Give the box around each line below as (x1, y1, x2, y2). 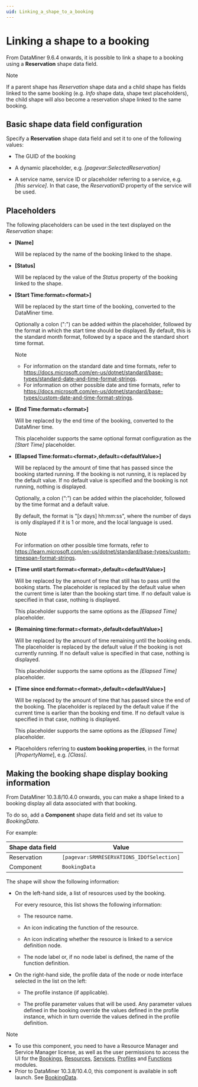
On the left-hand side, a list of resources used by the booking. (14, 889, 166, 897)
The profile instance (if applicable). (23, 989, 109, 996)
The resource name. (23, 913, 73, 920)
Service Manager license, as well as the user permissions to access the (14, 1048, 189, 1056)
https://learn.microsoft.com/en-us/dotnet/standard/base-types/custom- (14, 548, 191, 555)
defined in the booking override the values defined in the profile (23, 1007, 179, 1013)
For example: (6, 829, 38, 836)
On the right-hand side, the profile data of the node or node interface (14, 971, 183, 978)
